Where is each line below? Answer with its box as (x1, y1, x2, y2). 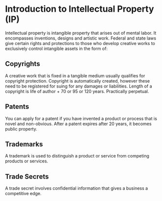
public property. (5, 126, 38, 132)
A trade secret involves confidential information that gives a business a (5, 185, 148, 191)
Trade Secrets (5, 172, 49, 180)
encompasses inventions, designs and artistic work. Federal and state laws (5, 35, 157, 41)
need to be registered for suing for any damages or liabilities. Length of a (5, 83, 152, 89)
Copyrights (5, 60, 40, 68)
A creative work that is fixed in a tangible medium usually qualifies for (5, 72, 145, 79)
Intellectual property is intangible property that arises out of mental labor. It (5, 30, 157, 36)
